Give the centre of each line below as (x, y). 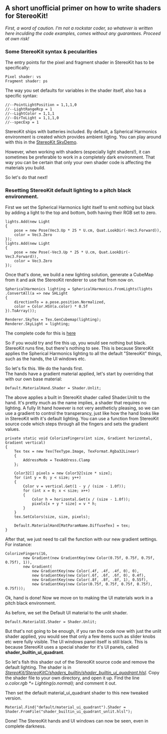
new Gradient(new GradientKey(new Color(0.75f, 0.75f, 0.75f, (89, 558)
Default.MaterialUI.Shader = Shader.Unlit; (51, 622)
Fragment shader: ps (27, 81)
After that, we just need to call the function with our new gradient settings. (82, 539)
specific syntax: (21, 96)
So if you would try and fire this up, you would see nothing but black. (76, 343)
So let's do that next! (26, 178)
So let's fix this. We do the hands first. (44, 368)
